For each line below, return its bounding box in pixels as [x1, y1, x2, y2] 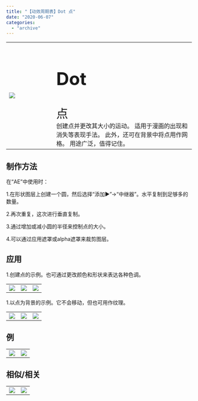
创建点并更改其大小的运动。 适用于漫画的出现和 [56, 122, 188, 130]
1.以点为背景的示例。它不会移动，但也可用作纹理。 [6, 299, 128, 306]
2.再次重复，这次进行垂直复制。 [6, 210, 84, 218]
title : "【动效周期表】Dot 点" [6, 8, 76, 15]
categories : [6, 19, 35, 25]
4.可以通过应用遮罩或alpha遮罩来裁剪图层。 [6, 236, 112, 243]
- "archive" [11, 25, 41, 31]
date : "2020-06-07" [6, 14, 54, 20]
